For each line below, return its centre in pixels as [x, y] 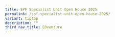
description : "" [22, 23]
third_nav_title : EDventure [34, 27]
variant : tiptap [22, 18]
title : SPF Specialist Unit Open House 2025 [51, 9]
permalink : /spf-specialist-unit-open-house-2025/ [58, 14]
